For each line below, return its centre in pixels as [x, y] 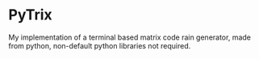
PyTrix [30, 15]
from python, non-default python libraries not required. [100, 45]
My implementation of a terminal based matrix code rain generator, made [130, 37]
